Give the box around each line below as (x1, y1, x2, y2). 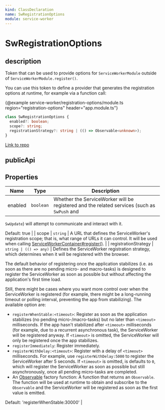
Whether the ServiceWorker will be (53, 196, 134, 203)
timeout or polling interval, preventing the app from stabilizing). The (5, 296, 142, 302)
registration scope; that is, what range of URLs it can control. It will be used (5, 235, 158, 241)
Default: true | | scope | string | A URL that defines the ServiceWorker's (5, 230, 151, 236)
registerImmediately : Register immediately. (12, 342, 101, 348)
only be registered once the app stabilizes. (12, 337, 99, 343)
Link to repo (5, 141, 29, 148)
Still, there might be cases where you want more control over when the (5, 286, 148, 292)
